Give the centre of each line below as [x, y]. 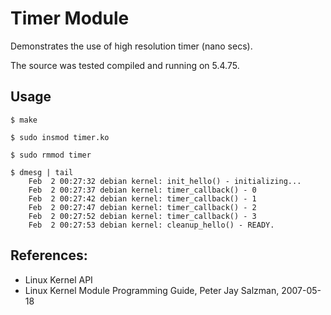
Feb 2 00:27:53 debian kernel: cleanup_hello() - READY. [151, 225]
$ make [24, 120]
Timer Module [70, 18]
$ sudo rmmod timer [51, 155]
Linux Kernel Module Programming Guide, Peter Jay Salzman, [152, 290]
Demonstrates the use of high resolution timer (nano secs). [131, 46]
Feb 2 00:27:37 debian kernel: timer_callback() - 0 [142, 190]
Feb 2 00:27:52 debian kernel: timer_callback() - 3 [142, 216]
